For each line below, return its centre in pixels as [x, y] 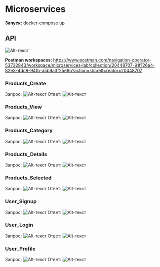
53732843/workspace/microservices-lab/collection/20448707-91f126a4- [80, 65]
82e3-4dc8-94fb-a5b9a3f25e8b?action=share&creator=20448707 [74, 70]
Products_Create [26, 83]
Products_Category [29, 131]
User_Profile [20, 249]
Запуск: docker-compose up [35, 23]
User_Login [19, 225]
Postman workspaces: [29, 60]
